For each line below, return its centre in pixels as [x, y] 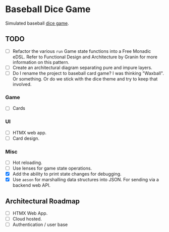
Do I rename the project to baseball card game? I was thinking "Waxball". [88, 73]
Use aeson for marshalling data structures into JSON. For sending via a [86, 180]
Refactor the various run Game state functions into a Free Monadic [82, 51]
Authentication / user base [40, 224]
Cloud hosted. [27, 219]
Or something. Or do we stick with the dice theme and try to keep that [85, 79]
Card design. [26, 138]
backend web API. [31, 185]
